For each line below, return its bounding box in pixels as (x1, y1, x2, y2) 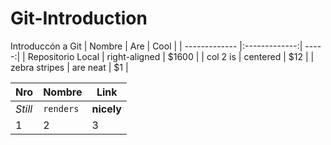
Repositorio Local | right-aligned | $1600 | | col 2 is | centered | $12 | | (27, 50, 315, 62)
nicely (91, 102, 122, 116)
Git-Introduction (10, 7, 148, 30)
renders (43, 103, 80, 114)
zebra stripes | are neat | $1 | (10, 61, 129, 73)
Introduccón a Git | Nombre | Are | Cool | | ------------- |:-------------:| (10, 40, 303, 52)
